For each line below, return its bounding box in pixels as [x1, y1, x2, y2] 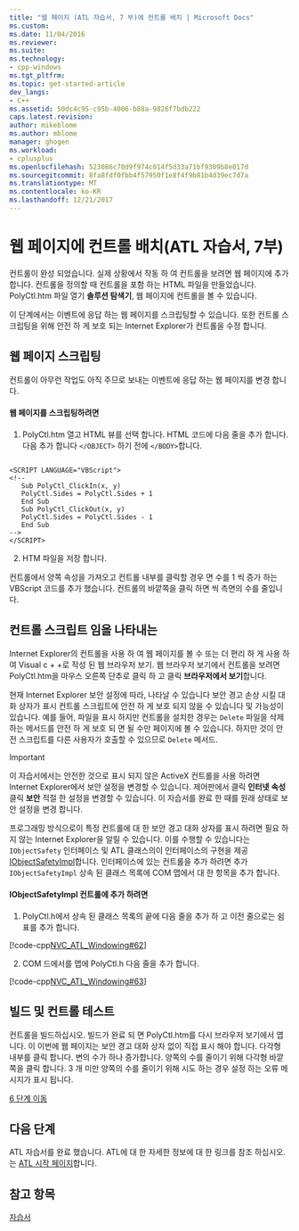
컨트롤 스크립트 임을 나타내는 [9, 623, 158, 638]
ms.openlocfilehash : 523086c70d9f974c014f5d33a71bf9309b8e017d [9, 162, 249, 171]
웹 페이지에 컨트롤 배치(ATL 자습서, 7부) [9, 237, 284, 257]
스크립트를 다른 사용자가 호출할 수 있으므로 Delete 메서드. [18, 733, 218, 745]
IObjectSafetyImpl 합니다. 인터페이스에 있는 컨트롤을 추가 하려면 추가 [9, 855, 248, 866]
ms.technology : [9, 54, 66, 63]
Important [9, 751, 45, 763]
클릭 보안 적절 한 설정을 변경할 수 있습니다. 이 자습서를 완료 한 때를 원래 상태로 [9, 792, 279, 803]
